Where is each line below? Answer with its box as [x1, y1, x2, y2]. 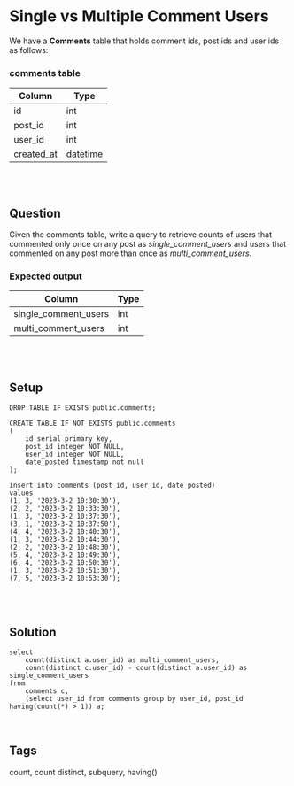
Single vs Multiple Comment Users [9, 6, 269, 27]
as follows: [9, 44, 49, 55]
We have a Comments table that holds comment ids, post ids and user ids [9, 35, 280, 46]
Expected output [9, 270, 82, 282]
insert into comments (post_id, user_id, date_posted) [9, 481, 216, 490]
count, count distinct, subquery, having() [9, 767, 158, 777]
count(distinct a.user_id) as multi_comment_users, [25, 655, 220, 665]
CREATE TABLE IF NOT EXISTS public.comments [9, 419, 176, 428]
